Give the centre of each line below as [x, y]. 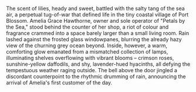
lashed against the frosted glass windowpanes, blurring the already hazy [94, 39]
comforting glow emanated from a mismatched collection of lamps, [87, 52]
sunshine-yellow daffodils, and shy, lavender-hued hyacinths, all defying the [98, 64]
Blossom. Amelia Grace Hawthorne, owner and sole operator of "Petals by [96, 21]
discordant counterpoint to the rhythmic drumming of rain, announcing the [96, 76]
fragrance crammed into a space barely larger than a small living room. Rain [98, 33]
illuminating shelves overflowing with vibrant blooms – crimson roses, [90, 58]
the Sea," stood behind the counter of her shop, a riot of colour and [87, 27]
